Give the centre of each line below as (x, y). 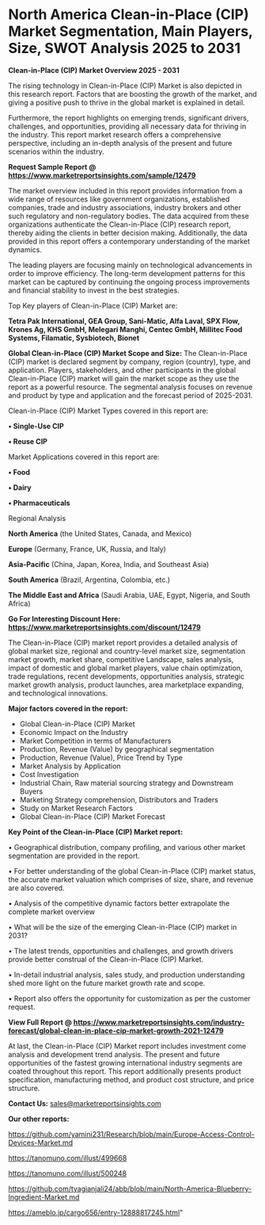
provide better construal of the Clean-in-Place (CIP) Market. (106, 959)
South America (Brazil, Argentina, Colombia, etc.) (89, 580)
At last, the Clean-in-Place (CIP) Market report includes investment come (127, 1046)
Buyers (31, 791)
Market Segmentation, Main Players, (131, 31)
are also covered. (36, 888)
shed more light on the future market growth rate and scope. (107, 983)
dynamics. (25, 249)
